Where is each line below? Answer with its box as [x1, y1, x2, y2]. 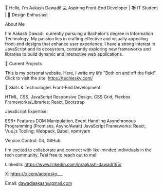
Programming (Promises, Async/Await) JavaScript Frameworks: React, [5, 123, 146, 128]
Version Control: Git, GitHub [5, 138, 61, 143]
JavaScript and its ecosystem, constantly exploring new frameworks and [5, 46, 151, 52]
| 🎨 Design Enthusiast [5, 12, 48, 17]
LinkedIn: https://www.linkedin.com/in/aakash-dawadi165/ [5, 161, 122, 167]
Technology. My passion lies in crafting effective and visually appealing [5, 36, 148, 41]
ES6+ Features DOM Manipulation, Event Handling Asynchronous [5, 118, 136, 124]
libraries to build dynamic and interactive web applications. [5, 51, 123, 57]
